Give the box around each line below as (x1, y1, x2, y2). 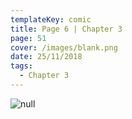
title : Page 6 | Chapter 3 (10, 24, 123, 34)
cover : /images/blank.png (10, 42, 118, 53)
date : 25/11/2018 (10, 52, 83, 62)
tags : (10, 61, 33, 71)
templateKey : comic (10, 14, 92, 25)
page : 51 (10, 33, 47, 43)
